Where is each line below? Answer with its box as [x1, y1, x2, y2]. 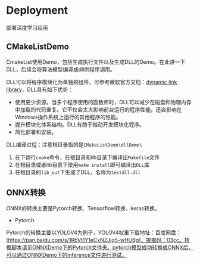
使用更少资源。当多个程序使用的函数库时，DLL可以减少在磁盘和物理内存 [14, 98, 192, 105]
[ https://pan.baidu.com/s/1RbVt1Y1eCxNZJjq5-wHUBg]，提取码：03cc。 [6, 236, 185, 243]
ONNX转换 [6, 188, 46, 198]
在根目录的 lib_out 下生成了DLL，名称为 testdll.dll [14, 168, 141, 176]
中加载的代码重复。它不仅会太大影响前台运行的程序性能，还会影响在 [14, 105, 182, 113]
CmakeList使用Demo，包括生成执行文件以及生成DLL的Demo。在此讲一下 [6, 58, 186, 66]
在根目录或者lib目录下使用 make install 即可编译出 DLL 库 [14, 161, 150, 168]
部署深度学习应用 [6, 24, 48, 31]
